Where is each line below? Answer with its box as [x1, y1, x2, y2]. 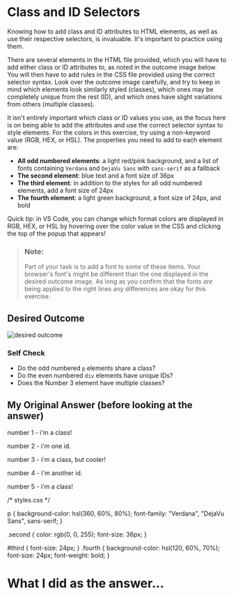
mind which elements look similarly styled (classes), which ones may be [7, 85, 214, 93]
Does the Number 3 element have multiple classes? [17, 379, 165, 387]
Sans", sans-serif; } [7, 517, 63, 525]
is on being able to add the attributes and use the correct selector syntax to [7, 121, 224, 129]
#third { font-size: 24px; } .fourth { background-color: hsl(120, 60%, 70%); [7, 544, 220, 552]
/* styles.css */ [7, 496, 50, 504]
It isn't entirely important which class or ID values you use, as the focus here [7, 113, 226, 122]
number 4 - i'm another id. [7, 469, 83, 477]
